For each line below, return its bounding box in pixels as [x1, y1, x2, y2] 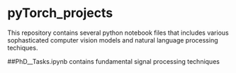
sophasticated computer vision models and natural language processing [7, 35, 218, 44]
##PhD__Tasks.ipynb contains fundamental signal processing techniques [7, 57, 220, 65]
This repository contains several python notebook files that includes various [7, 28, 229, 37]
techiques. [7, 43, 38, 52]
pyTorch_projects [7, 5, 113, 21]
